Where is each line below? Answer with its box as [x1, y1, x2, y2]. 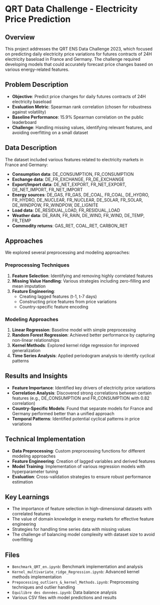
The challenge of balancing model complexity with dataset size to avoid [12, 532, 155, 538]
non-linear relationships [12, 337, 59, 343]
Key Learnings [5, 493, 50, 501]
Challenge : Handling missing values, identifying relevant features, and [12, 124, 152, 130]
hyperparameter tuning [12, 469, 58, 474]
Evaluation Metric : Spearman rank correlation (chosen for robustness [12, 103, 151, 110]
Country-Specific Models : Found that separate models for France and [12, 405, 153, 411]
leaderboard [12, 119, 37, 125]
